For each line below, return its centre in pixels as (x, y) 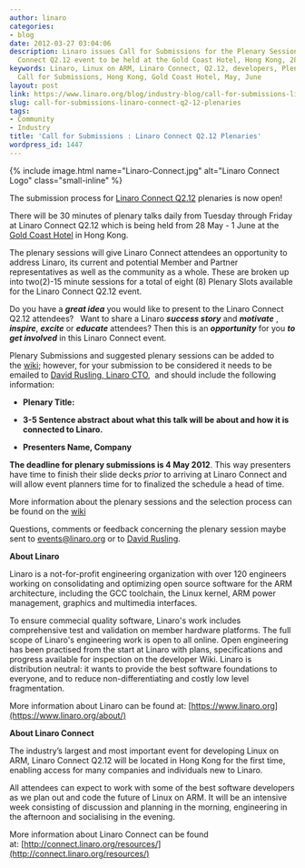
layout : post (34, 86)
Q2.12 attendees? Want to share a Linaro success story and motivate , (144, 318)
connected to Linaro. (63, 429)
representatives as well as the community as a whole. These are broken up (149, 272)
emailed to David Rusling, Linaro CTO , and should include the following (143, 375)
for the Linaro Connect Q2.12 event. (76, 291)
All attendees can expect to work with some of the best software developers (152, 787)
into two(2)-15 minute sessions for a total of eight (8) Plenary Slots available (151, 281)
